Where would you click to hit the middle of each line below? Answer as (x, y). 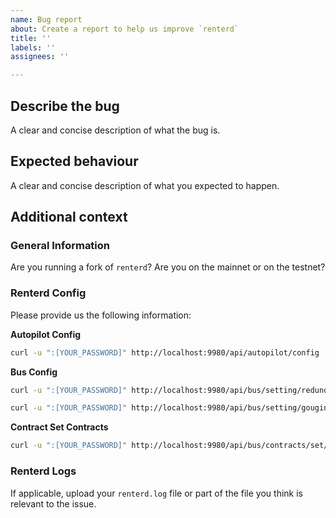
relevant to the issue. (53, 503)
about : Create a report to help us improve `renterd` (125, 29)
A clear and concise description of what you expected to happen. (145, 185)
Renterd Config (48, 293)
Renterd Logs (43, 471)
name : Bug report (46, 19)
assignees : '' (40, 57)
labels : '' (33, 47)
